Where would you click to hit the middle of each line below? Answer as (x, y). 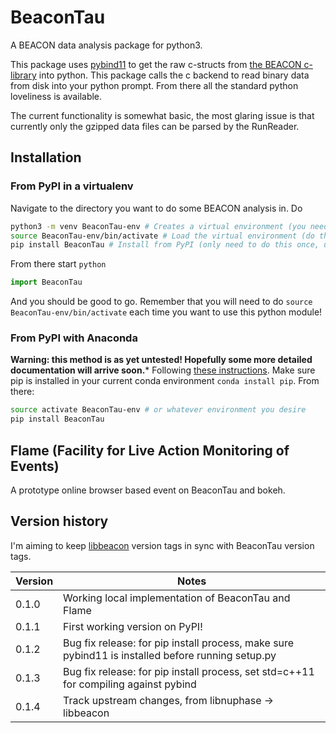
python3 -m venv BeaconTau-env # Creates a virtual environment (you (158, 226)
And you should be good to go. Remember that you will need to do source (161, 302)
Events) (35, 466)
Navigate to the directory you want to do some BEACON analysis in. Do (156, 208)
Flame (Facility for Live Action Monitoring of (150, 450)
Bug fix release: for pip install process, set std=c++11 (189, 671)
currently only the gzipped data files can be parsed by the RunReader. (155, 126)
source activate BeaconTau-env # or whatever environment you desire (158, 410)
